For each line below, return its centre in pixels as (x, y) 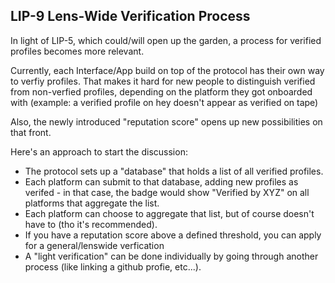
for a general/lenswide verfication (94, 245)
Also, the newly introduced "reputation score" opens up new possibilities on (166, 121)
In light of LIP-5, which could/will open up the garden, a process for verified (166, 40)
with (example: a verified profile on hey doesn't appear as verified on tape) (164, 102)
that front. (31, 132)
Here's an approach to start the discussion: (99, 151)
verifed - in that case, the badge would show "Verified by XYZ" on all (167, 192)
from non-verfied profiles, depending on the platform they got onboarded (161, 91)
